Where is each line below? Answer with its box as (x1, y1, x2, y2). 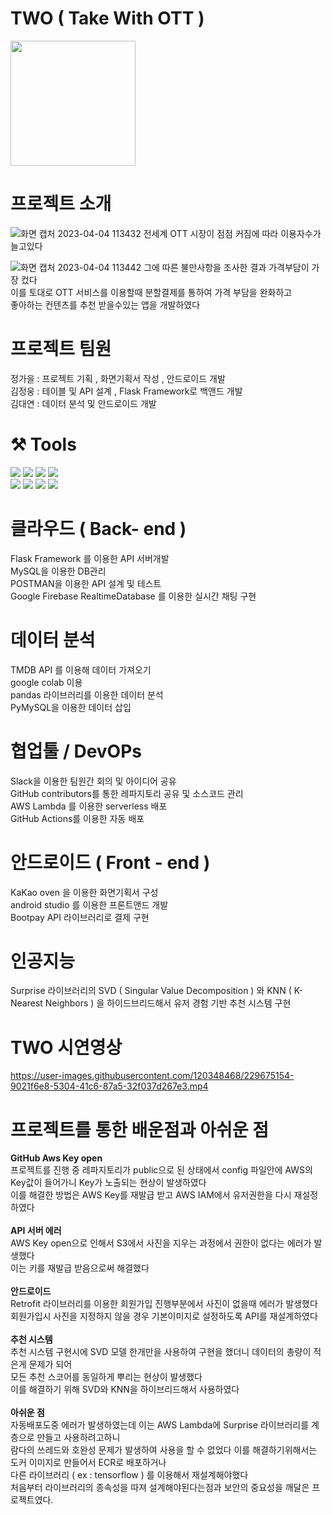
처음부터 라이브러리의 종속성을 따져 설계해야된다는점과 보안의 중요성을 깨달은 (10, 1482, 310, 1494)
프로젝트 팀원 (10, 338, 112, 361)
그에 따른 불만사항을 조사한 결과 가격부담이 (143, 261, 310, 273)
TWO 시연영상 (10, 1036, 123, 1059)
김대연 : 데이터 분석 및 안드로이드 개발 (10, 397, 157, 409)
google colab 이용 (10, 676, 83, 688)
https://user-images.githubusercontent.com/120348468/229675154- (10, 1070, 295, 1082)
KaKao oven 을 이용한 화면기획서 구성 (10, 886, 159, 898)
